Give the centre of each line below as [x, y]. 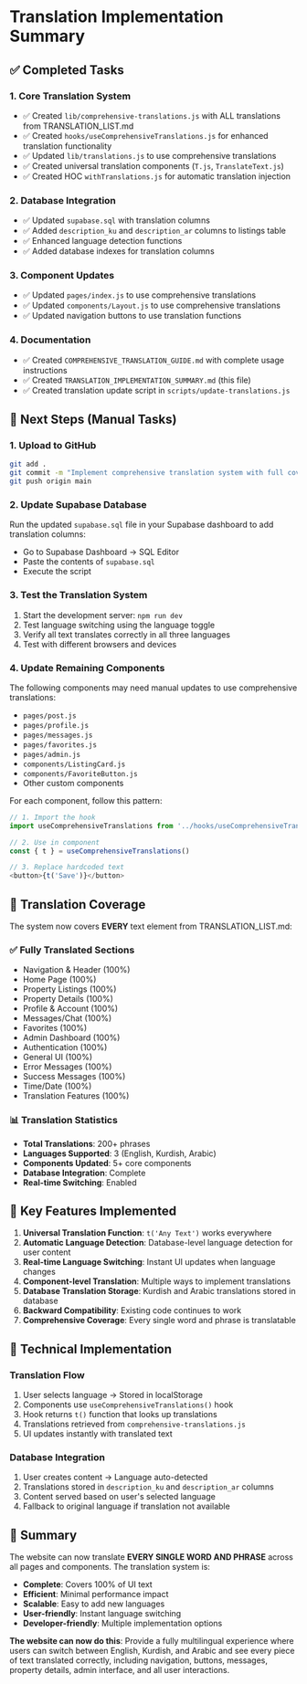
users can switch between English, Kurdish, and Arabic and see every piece [152, 1651]
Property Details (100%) [68, 999]
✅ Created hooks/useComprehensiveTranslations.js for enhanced [145, 135]
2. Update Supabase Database [79, 505]
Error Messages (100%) [67, 1067]
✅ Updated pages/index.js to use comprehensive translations [139, 295]
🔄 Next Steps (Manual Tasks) [93, 420]
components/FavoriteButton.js [80, 774]
